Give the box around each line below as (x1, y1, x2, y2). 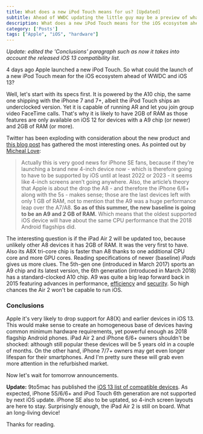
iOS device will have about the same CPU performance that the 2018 (21, 217, 192, 224)
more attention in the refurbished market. (6, 360, 109, 368)
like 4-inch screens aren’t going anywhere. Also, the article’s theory (21, 178, 190, 186)
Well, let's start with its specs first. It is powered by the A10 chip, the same (6, 91, 192, 98)
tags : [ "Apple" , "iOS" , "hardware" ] (6, 31, 98, 37)
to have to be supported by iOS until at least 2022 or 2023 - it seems (21, 172, 193, 179)
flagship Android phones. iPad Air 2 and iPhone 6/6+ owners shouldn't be (6, 334, 190, 342)
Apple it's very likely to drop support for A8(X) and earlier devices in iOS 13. (6, 315, 195, 322)
